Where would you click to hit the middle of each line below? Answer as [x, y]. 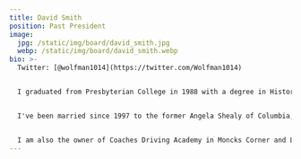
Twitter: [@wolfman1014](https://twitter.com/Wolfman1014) [130, 68]
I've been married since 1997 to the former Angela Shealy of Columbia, [156, 116]
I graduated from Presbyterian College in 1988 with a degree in [142, 92]
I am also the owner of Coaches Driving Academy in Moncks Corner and [152, 140]
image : [21, 34]
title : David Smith [46, 18]
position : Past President [57, 26]
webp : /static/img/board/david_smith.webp [98, 51]
